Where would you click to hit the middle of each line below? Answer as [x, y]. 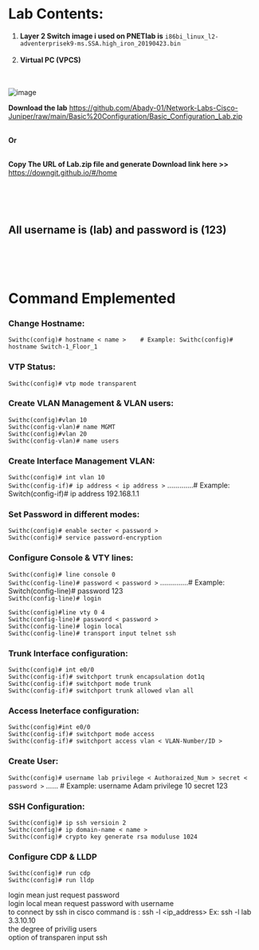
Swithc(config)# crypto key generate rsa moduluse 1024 [103, 837]
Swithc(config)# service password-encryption [85, 538]
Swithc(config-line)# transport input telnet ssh [92, 633]
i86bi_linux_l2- [192, 37]
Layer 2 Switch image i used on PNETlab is [91, 36]
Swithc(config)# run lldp [51, 881]
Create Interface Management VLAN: [82, 461]
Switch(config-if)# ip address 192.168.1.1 [74, 494]
